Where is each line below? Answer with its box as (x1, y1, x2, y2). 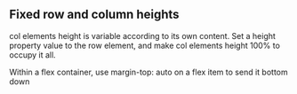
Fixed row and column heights (9, 7, 180, 22)
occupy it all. (9, 49, 56, 60)
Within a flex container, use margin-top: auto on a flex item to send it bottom (9, 67, 288, 77)
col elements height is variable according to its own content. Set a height (9, 30, 276, 41)
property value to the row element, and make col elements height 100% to (9, 40, 280, 51)
